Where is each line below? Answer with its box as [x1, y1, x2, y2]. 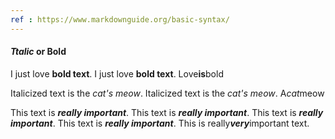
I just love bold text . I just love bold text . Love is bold [10, 67, 224, 80]
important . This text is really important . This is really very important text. [10, 117, 310, 129]
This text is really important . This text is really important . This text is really [10, 106, 324, 118]
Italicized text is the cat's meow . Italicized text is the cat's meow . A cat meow [10, 87, 325, 99]
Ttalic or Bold [10, 46, 67, 58]
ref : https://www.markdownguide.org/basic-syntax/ [10, 14, 230, 25]
